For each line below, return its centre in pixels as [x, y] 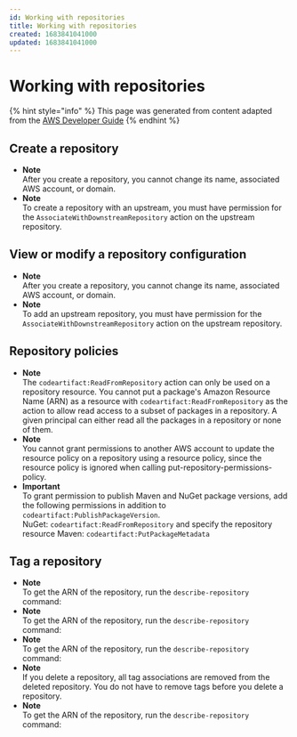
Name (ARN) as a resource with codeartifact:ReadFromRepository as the [155, 401]
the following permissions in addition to [94, 505]
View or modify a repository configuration [128, 255]
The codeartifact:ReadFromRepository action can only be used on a [146, 382]
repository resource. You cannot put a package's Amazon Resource [146, 392]
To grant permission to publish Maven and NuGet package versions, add [155, 496]
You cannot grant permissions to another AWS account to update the [148, 448]
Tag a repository [56, 562]
